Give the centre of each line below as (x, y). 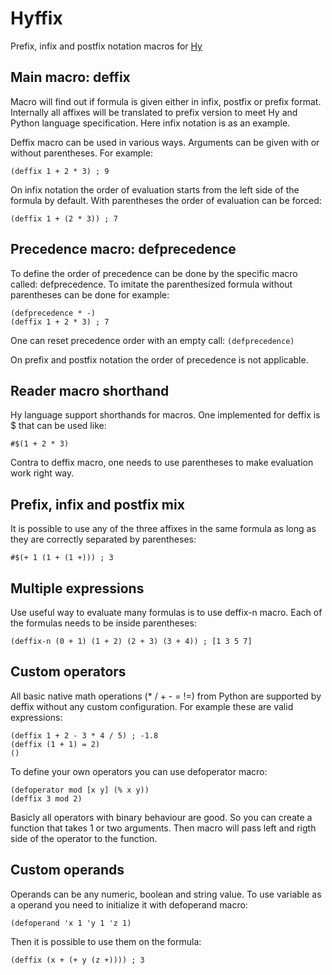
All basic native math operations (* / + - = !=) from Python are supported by (166, 696)
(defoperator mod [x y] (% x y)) (80, 790)
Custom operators (68, 672)
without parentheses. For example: (81, 153)
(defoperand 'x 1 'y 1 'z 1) (71, 923)
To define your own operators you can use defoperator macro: (139, 771)
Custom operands (67, 870)
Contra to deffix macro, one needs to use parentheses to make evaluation (162, 463)
